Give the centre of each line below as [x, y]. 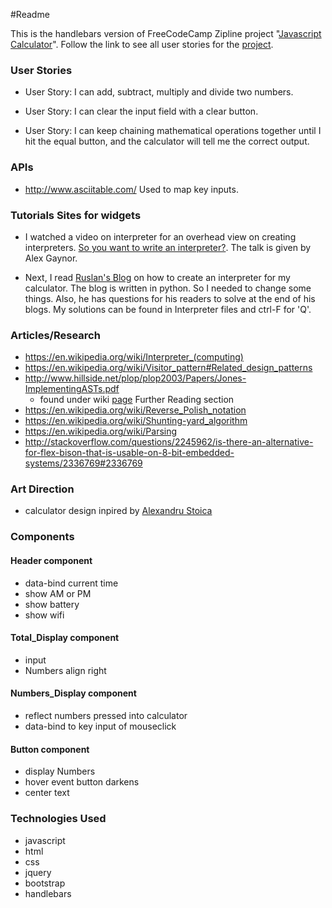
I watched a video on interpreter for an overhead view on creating [160, 236]
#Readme [30, 14]
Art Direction [42, 489]
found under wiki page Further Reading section [137, 400]
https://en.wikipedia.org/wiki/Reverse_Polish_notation [135, 410]
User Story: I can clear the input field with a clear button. [141, 111]
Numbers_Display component [73, 693]
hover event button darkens [82, 782]
